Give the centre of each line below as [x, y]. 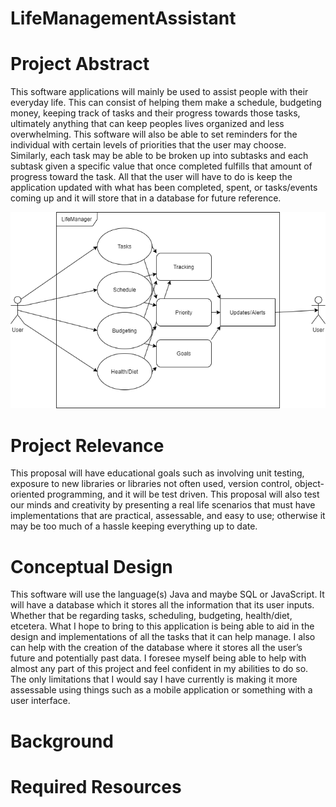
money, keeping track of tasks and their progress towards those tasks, [155, 113]
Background [62, 741]
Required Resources [96, 786]
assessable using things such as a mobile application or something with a [161, 690]
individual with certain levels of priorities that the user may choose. [148, 145]
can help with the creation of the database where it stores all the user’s [156, 648]
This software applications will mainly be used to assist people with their [159, 92]
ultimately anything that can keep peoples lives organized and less [147, 124]
